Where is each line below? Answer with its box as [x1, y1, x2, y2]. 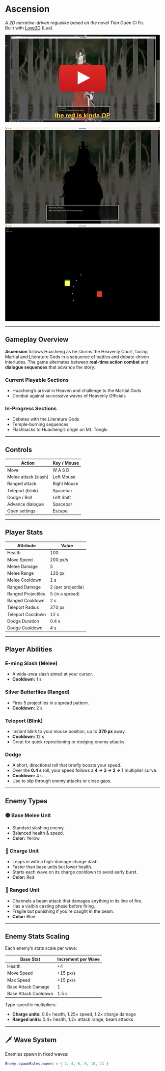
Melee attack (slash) [7, 474, 49, 480]
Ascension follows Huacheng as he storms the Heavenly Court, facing [5, 348, 148, 354]
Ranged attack [7, 480, 37, 487]
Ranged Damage [7, 584, 41, 590]
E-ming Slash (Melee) [5, 660, 58, 667]
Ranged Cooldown [7, 598, 45, 604]
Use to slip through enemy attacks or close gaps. [12, 778, 112, 784]
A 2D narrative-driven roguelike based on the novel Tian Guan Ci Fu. [5, 20, 144, 26]
